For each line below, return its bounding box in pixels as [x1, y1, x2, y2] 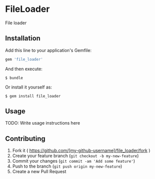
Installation [5, 34, 41, 43]
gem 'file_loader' [5, 57, 43, 62]
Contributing [5, 134, 46, 143]
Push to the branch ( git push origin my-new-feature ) [12, 163, 122, 169]
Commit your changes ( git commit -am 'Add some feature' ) [12, 158, 135, 164]
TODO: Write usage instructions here [5, 120, 80, 126]
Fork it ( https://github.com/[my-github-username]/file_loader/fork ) [12, 147, 151, 154]
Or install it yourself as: [5, 84, 52, 90]
